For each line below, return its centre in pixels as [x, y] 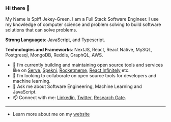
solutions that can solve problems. [41, 30]
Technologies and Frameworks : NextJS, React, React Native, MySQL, [79, 50]
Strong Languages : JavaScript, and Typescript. [55, 40]
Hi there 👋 [18, 8]
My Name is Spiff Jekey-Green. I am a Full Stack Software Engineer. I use [82, 19]
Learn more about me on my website [51, 114]
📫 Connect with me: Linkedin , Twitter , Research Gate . [69, 98]
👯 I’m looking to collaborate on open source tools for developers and [84, 76]
